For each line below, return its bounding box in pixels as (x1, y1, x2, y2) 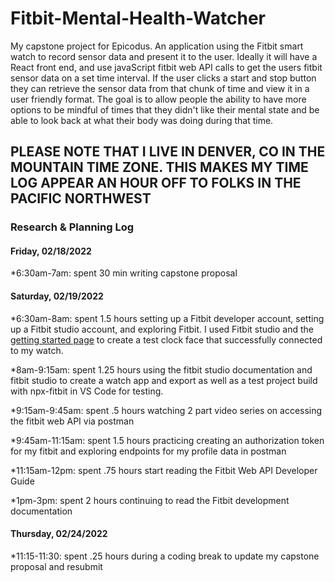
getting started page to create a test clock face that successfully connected (10, 333, 323, 346)
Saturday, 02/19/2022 (10, 290, 104, 302)
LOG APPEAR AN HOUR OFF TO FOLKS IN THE (10, 175, 302, 192)
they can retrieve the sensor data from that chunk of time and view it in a (10, 82, 310, 94)
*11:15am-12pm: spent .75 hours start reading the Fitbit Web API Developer (10, 464, 318, 476)
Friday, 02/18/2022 (10, 245, 92, 257)
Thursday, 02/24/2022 (10, 528, 108, 540)
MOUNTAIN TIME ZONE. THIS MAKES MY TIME (10, 159, 309, 176)
